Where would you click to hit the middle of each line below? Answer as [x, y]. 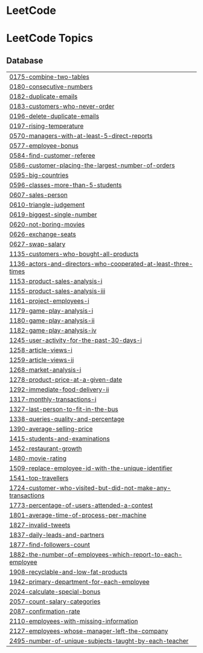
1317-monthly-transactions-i [53, 399]
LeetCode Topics [50, 38]
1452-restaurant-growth [46, 449]
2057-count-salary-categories [55, 602]
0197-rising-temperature [47, 126]
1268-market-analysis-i [45, 370]
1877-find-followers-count [50, 545]
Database [25, 60]
